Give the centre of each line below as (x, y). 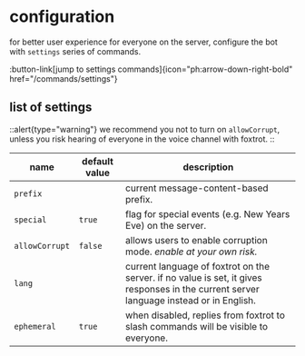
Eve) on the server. (166, 225)
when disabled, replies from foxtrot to (206, 315)
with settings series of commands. (75, 51)
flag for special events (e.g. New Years (208, 213)
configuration (62, 17)
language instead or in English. (191, 300)
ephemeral (35, 326)
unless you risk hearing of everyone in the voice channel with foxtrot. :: (142, 139)
